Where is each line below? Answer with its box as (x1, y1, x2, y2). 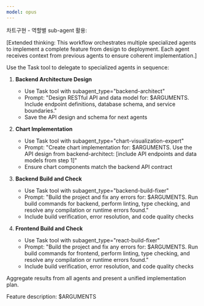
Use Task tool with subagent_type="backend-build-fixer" (24, 187, 169, 194)
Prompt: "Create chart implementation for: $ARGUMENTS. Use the (24, 143, 192, 151)
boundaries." (24, 106, 57, 114)
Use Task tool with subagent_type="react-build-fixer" (24, 236, 161, 244)
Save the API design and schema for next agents (24, 113, 148, 121)
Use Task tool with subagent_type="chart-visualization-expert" (24, 137, 184, 144)
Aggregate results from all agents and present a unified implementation (6, 274, 186, 282)
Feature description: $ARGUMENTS (6, 293, 97, 300)
